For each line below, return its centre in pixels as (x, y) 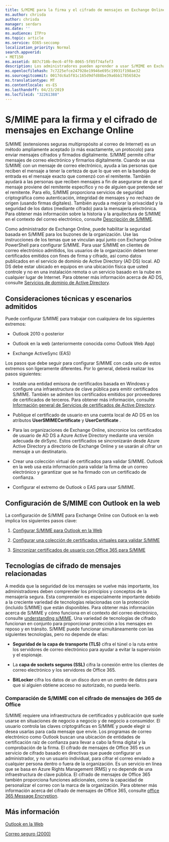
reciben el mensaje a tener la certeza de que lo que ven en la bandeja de (80, 171)
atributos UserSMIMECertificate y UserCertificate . (67, 420)
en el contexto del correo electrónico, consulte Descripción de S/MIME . (79, 219)
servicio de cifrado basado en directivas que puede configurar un (73, 753)
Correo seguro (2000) (28, 833)
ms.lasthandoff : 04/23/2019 (35, 90)
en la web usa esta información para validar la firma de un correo (80, 467)
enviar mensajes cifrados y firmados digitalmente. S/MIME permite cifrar (80, 155)
